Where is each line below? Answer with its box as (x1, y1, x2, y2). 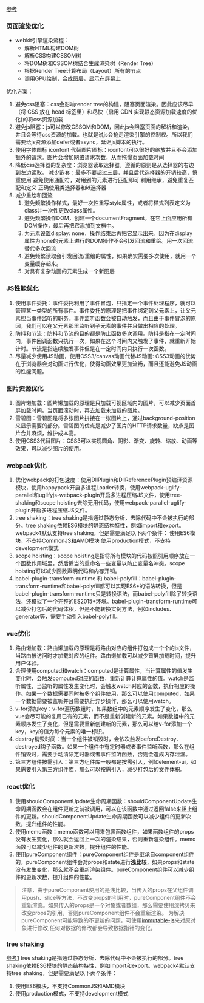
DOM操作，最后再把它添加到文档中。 (24, 222, 117, 229)
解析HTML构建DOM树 (24, 44, 80, 52)
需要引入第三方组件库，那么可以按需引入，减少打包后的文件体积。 (20, 766, 186, 773)
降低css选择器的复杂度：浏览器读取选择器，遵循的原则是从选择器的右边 (15, 161, 194, 169)
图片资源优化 (6, 384, 44, 393)
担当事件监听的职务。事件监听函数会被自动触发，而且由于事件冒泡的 (20, 314, 191, 322)
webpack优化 (6, 461, 47, 469)
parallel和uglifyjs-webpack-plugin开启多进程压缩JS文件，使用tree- (15, 491, 183, 499)
